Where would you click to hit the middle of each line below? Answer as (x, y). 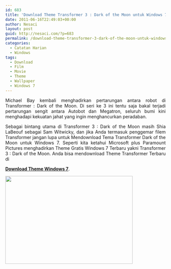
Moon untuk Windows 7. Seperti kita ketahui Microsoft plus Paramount (85, 143)
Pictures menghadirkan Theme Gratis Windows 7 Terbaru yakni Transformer (85, 148)
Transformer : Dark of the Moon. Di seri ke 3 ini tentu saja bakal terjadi (85, 105)
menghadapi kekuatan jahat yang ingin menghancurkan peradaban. (76, 116)
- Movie (18, 72)
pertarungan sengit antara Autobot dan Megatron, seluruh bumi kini (85, 111)
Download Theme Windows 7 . (38, 169)
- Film (17, 67)
